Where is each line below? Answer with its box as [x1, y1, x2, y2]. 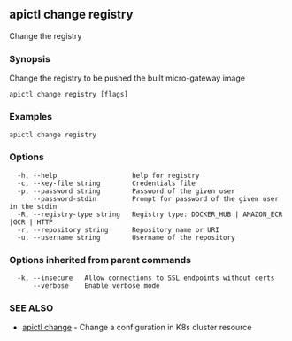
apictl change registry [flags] [9, 90, 128, 99]
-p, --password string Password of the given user [17, 186, 236, 196]
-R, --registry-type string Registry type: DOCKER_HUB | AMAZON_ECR [17, 210, 283, 219]
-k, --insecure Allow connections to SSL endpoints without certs [17, 274, 275, 283]
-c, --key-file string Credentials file [17, 179, 196, 188]
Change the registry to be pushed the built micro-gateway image [9, 73, 246, 83]
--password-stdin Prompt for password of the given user [32, 194, 279, 203]
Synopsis [9, 52, 50, 65]
